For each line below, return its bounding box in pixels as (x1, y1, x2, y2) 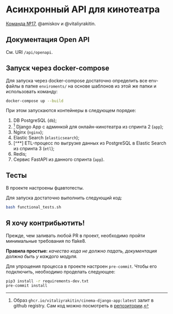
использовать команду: (6, 88, 58, 94)
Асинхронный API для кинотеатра (6, 4, 160, 15)
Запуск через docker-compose (6, 64, 109, 73)
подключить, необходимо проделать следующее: (6, 268, 116, 275)
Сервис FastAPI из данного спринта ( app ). (13, 156, 105, 162)
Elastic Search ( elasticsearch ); (13, 135, 80, 141)
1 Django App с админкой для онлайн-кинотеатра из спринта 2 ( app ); (13, 123, 164, 130)
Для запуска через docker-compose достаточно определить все (6, 77, 148, 83)
